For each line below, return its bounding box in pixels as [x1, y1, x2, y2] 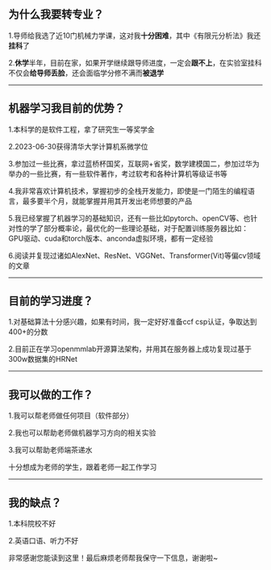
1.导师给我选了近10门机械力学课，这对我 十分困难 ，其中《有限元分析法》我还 [8, 31, 261, 40]
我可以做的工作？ [8, 388, 94, 401]
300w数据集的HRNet [8, 354, 78, 364]
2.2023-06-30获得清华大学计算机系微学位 [8, 141, 148, 151]
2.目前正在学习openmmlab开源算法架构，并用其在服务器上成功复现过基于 [8, 344, 252, 354]
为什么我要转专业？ [8, 7, 104, 22]
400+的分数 [8, 327, 48, 337]
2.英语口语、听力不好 [8, 536, 79, 546]
